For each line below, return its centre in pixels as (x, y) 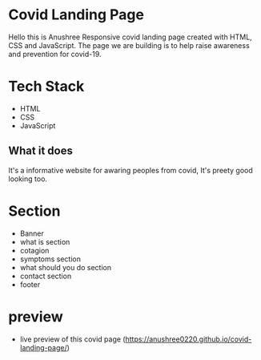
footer (30, 284)
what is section (45, 241)
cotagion (34, 250)
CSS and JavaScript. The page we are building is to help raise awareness (129, 45)
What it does (41, 151)
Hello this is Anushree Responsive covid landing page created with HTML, (130, 37)
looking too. (28, 179)
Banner (32, 233)
